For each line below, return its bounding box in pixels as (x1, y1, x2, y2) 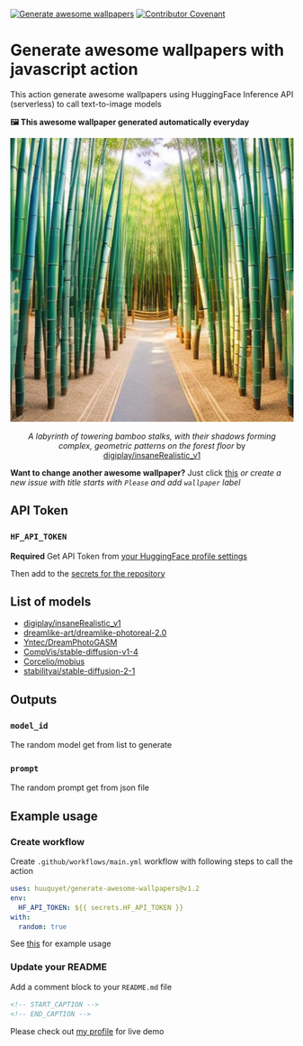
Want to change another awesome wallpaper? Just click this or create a (10, 467, 281, 478)
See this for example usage (10, 938, 111, 950)
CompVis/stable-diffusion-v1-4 (22, 647, 138, 658)
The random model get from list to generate (10, 740, 173, 750)
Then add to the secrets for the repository (10, 568, 165, 578)
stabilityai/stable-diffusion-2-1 (22, 666, 136, 677)
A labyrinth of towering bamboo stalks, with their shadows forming (27, 431, 277, 441)
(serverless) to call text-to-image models (10, 98, 162, 109)
